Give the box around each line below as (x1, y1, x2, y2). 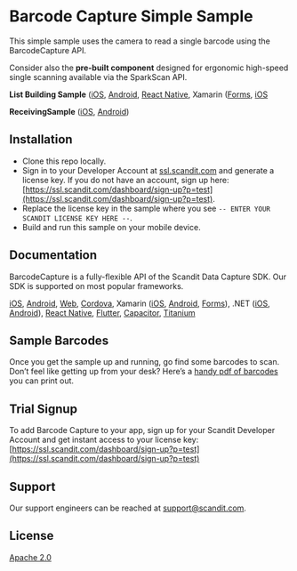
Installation (9, 132, 73, 148)
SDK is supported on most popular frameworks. (9, 280, 184, 291)
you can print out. (9, 375, 74, 386)
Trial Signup (9, 401, 78, 416)
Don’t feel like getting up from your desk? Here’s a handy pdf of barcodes (9, 366, 278, 377)
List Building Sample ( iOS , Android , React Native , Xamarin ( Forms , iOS (9, 89, 269, 100)
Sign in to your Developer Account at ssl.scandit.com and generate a (21, 165, 275, 175)
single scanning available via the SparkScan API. (9, 71, 188, 82)
